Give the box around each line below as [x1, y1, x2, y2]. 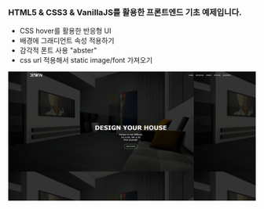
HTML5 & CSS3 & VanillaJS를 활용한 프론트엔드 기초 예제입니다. [8, 6, 242, 17]
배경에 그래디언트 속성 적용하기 [19, 36, 115, 45]
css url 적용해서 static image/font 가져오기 [19, 56, 153, 65]
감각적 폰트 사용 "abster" [19, 45, 97, 56]
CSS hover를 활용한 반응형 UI [19, 26, 112, 36]
